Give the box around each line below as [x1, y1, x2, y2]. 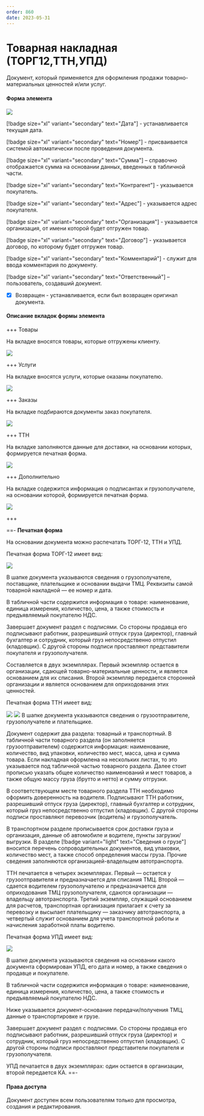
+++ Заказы [6, 396, 38, 404]
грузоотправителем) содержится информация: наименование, [6, 742, 171, 750]
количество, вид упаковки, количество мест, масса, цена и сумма [6, 749, 180, 756]
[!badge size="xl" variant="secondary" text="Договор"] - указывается [6, 236, 186, 243]
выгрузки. [6, 838, 32, 845]
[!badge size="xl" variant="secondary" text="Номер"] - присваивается [6, 138, 188, 146]
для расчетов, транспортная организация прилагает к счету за [6, 901, 171, 909]
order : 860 [6, 9, 34, 15]
